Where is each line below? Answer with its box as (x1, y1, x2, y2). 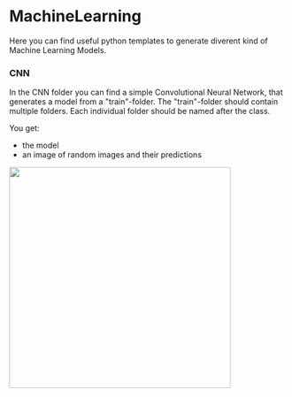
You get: (9, 123, 40, 134)
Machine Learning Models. (9, 44, 107, 55)
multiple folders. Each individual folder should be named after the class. (9, 106, 271, 117)
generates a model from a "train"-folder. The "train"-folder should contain (9, 96, 279, 107)
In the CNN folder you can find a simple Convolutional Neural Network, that (9, 87, 283, 98)
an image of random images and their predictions (21, 149, 202, 160)
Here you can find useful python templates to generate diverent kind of (9, 35, 268, 46)
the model (21, 140, 59, 151)
